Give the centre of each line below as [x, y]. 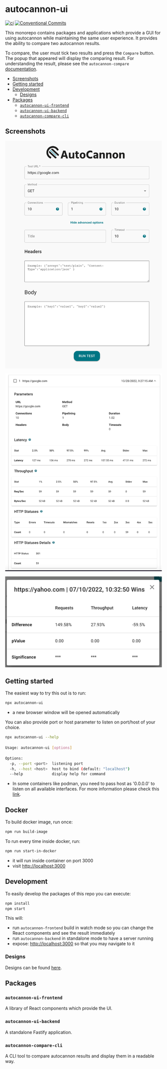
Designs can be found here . [34, 968]
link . [17, 794]
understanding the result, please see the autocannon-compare [67, 63]
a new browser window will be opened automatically [66, 713]
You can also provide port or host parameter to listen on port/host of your [80, 722]
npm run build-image [27, 832]
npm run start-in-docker [31, 851]
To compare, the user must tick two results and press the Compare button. [80, 53]
